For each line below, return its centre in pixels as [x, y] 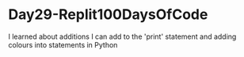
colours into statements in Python [63, 44]
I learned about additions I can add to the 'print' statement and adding [122, 36]
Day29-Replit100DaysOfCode [108, 15]
